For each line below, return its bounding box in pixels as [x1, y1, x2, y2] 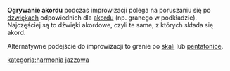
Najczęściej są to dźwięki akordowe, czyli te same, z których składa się [7, 21, 214, 29]
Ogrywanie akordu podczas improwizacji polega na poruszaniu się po [7, 6, 211, 14]
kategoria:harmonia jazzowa [7, 56, 89, 64]
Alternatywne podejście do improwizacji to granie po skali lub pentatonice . [7, 42, 224, 50]
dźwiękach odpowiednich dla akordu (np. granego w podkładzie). [7, 13, 198, 22]
